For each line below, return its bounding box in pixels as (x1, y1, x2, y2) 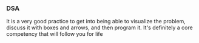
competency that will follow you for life (6, 30, 103, 38)
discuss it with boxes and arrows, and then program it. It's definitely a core (6, 24, 193, 31)
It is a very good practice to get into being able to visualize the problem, (6, 18, 186, 25)
